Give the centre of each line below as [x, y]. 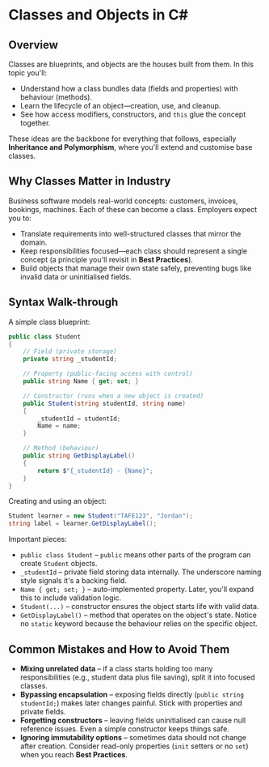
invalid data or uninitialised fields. [76, 276]
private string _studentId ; [70, 359]
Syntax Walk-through [63, 303]
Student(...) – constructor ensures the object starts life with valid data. [139, 607]
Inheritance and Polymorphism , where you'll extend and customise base [130, 147]
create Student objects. [59, 564]
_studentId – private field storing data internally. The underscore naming [141, 572]
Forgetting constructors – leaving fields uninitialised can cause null [133, 720]
